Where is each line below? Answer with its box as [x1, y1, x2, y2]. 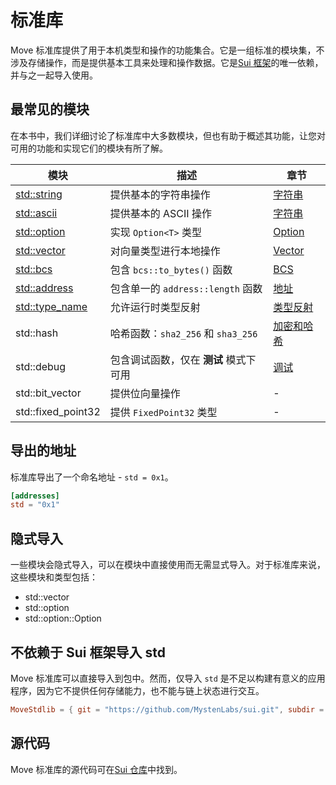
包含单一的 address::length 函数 [109, 281, 263, 295]
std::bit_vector [15, 386, 82, 400]
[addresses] [10, 491, 60, 501]
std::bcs [15, 262, 53, 276]
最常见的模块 [10, 101, 90, 118]
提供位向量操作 [109, 386, 181, 400]
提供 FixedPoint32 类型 [109, 405, 218, 419]
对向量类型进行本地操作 [109, 244, 221, 258]
